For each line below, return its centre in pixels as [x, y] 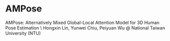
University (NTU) [23, 33]
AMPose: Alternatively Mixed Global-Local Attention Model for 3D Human [82, 22]
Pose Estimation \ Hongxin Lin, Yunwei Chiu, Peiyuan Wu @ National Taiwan [85, 27]
